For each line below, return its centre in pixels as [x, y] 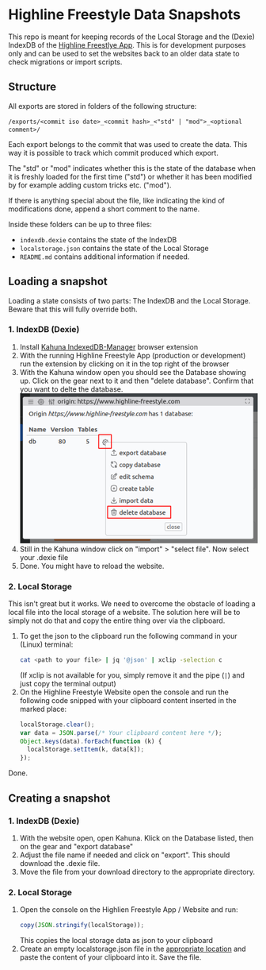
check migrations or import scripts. [65, 62]
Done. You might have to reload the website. [92, 566]
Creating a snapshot [59, 798]
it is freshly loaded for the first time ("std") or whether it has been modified [130, 176]
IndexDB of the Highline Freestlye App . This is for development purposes [127, 44]
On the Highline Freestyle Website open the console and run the [124, 692]
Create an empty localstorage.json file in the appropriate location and [133, 949]
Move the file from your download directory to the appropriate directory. [137, 871]
